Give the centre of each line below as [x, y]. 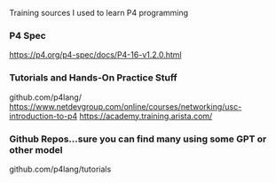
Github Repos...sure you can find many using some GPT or [138, 139]
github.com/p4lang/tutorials [60, 169]
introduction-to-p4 [43, 116]
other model [36, 149]
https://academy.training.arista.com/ [146, 116]
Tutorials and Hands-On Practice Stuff [93, 78]
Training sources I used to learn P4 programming [99, 13]
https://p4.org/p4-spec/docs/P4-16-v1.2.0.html [95, 55]
